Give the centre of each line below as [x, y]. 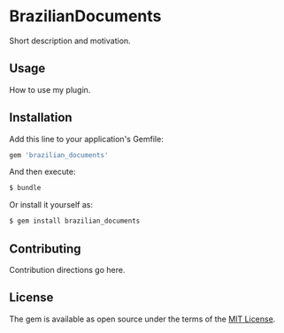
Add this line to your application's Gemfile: [86, 139]
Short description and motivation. [70, 41]
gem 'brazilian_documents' [59, 155]
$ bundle [25, 188]
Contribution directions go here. [67, 270]
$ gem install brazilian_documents [75, 221]
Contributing [45, 249]
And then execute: [42, 172]
